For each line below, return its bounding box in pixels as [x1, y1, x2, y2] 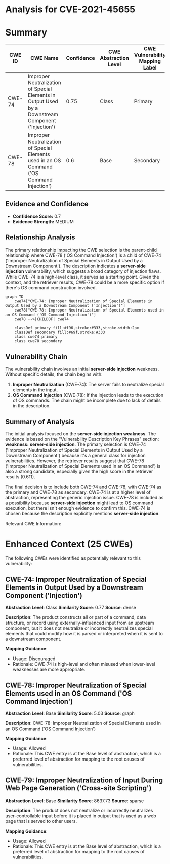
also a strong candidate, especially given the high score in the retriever [5, 468, 153, 475]
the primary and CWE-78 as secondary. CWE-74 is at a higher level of [5, 489, 151, 495]
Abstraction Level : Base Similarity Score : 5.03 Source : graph [5, 710, 135, 716]
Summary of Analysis [5, 417, 75, 426]
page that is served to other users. [5, 818, 77, 824]
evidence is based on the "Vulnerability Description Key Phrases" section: [5, 436, 159, 442]
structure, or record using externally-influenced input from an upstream [5, 620, 154, 626]
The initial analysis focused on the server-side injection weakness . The [5, 431, 156, 437]
